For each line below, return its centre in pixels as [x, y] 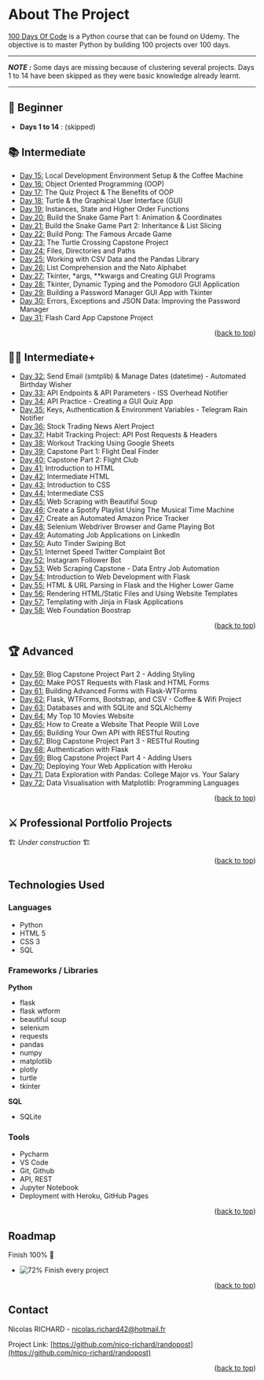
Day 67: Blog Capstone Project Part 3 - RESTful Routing [109, 741]
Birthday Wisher [46, 385]
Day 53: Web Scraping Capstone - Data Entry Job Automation [119, 569]
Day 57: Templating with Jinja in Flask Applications [101, 602]
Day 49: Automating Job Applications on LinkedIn [100, 535]
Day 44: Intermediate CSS [62, 493]
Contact [28, 1310]
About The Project [69, 15]
